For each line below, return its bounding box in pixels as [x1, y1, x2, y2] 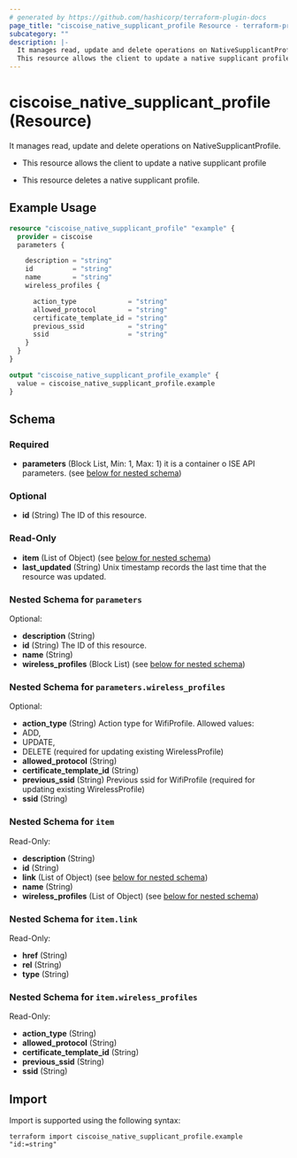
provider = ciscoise [17, 232, 93, 241]
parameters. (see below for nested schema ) [21, 468, 182, 478]
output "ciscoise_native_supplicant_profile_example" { [9, 370, 219, 379]
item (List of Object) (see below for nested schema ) [21, 552, 211, 563]
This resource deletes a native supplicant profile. [21, 175, 201, 185]
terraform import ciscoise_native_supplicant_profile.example [9, 1132, 243, 1141]
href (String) [21, 950, 68, 960]
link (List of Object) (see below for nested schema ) [21, 872, 209, 882]
